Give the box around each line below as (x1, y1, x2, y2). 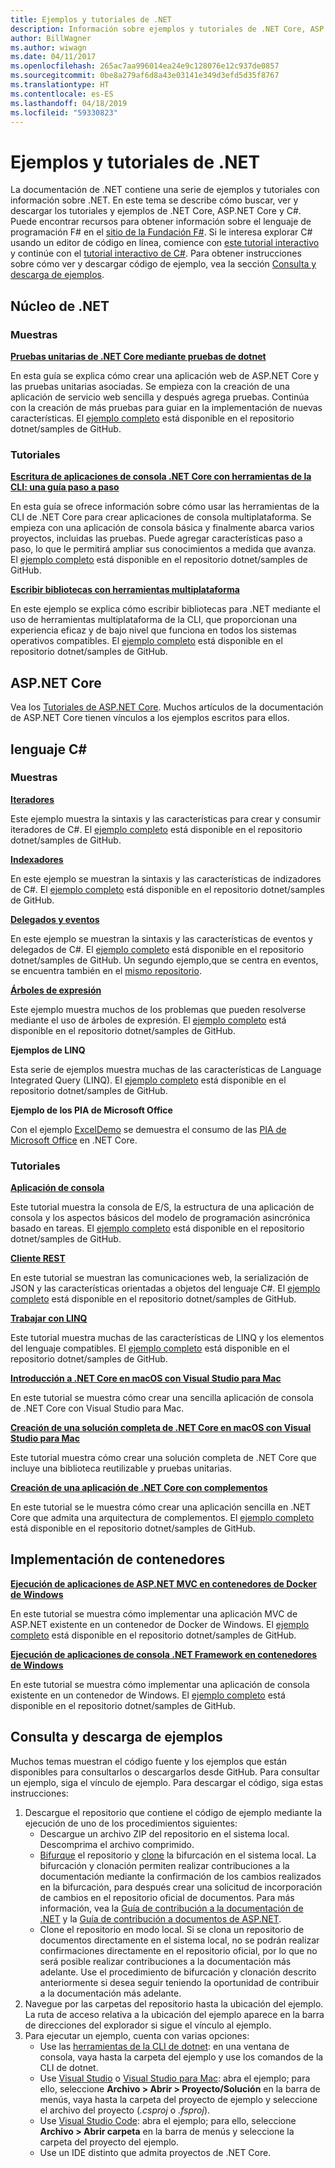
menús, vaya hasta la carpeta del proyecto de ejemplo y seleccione (39, 2093, 318, 2105)
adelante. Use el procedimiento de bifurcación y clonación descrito (39, 1966, 317, 1978)
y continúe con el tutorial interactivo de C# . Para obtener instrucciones (10, 247, 302, 260)
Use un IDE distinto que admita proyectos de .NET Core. (39, 2146, 272, 2158)
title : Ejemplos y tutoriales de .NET (10, 14, 172, 25)
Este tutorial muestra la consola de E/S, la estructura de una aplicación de (10, 1201, 315, 1213)
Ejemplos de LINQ (10, 1044, 86, 1056)
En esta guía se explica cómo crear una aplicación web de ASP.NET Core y (10, 370, 320, 381)
